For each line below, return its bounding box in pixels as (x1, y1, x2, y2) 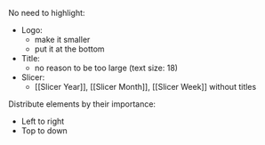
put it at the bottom (34, 44, 105, 54)
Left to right (20, 116, 65, 126)
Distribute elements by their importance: (8, 99, 157, 109)
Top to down (20, 125, 68, 136)
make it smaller (34, 35, 91, 44)
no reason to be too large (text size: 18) (34, 62, 179, 73)
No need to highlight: (8, 8, 85, 18)
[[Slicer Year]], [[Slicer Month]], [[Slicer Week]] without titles (34, 82, 257, 92)
